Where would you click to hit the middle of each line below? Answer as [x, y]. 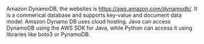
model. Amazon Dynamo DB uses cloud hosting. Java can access [89, 21]
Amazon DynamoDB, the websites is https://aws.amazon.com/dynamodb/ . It [102, 9]
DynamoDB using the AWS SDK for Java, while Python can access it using [100, 28]
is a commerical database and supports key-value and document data [94, 15]
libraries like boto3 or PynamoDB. [48, 34]
